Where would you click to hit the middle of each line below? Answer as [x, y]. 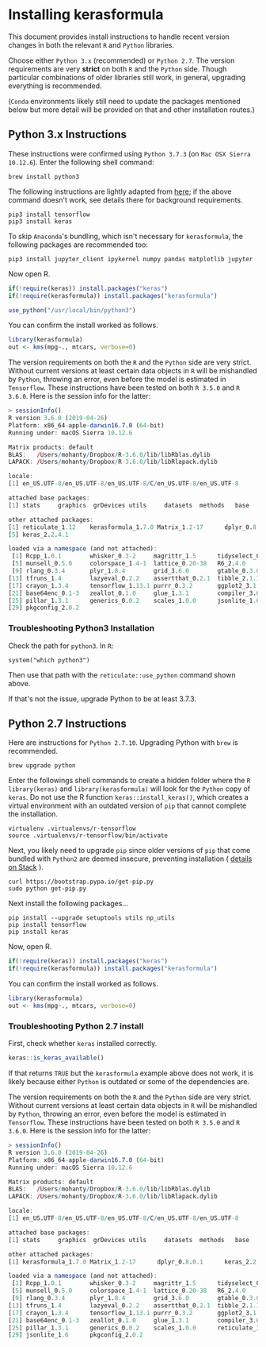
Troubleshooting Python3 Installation [82, 628]
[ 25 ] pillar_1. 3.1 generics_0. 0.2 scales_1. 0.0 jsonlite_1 [131, 600]
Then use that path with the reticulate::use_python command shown [122, 675]
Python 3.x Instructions [68, 135]
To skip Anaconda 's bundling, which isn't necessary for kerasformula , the [126, 236]
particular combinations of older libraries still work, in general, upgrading [127, 77]
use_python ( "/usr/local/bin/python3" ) [72, 310]
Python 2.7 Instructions [67, 723]
